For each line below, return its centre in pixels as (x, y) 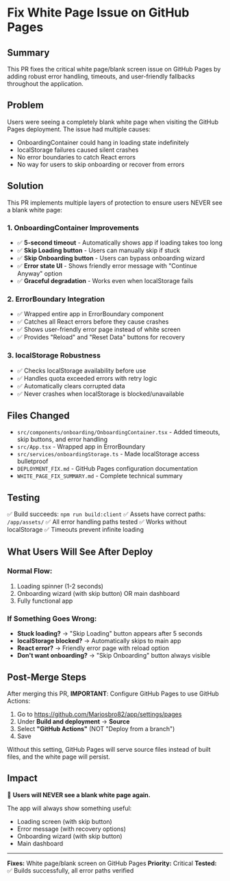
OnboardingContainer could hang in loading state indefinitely (103, 142)
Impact (22, 778)
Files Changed (38, 415)
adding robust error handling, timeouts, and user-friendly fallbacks (101, 76)
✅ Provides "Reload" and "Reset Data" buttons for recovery (101, 337)
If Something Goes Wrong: (52, 618)
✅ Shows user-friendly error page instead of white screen (99, 330)
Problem (26, 105)
